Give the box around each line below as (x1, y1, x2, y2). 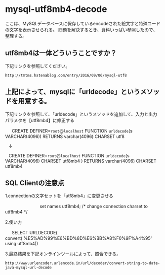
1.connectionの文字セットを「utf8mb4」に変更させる (5, 193, 114, 199)
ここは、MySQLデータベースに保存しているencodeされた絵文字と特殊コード (5, 20, 161, 26)
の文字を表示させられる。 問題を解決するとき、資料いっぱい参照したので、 (5, 26, 158, 33)
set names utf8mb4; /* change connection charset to (39, 204, 148, 209)
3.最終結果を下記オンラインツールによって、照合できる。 (5, 251, 121, 257)
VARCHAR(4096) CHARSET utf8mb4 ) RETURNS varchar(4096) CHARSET (5, 158, 157, 164)
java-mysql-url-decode (5, 265, 52, 270)
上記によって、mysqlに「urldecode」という (5, 88, 140, 96)
